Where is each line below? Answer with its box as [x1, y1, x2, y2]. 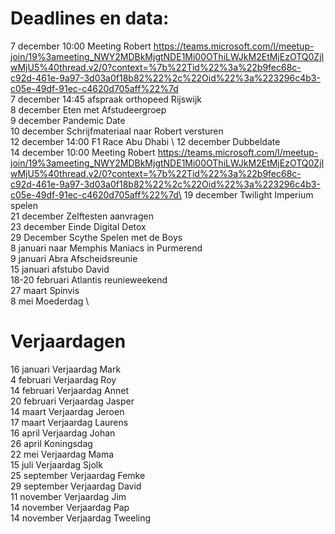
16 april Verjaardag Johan [10, 427, 116, 439]
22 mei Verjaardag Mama [10, 448, 115, 460]
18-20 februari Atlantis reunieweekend [10, 273, 168, 286]
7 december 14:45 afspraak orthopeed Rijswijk [10, 93, 202, 105]
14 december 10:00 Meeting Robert [10, 146, 156, 158]
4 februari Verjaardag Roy [10, 373, 117, 386]
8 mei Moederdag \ [10, 295, 90, 307]
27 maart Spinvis [10, 284, 80, 296]
